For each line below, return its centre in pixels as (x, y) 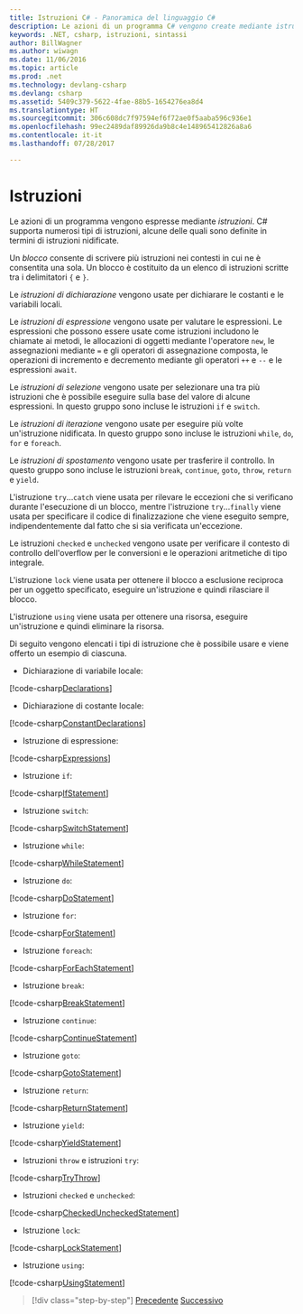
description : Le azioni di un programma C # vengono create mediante (141, 26)
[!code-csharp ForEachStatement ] (72, 967)
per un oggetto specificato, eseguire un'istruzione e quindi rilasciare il (139, 589)
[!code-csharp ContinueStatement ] (73, 1038)
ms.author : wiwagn (44, 51)
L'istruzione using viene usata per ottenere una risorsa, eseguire (129, 616)
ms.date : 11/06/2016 (48, 60)
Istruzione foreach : (57, 950)
